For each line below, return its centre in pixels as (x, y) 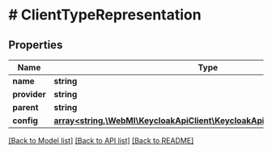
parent (25, 107)
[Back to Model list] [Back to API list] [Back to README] (101, 140)
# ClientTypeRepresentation (105, 15)
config (25, 121)
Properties (36, 45)
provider (29, 94)
